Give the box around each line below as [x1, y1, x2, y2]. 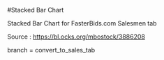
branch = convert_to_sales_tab [7, 46, 96, 54]
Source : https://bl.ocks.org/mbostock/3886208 [7, 32, 145, 41]
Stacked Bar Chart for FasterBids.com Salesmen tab [7, 19, 157, 27]
